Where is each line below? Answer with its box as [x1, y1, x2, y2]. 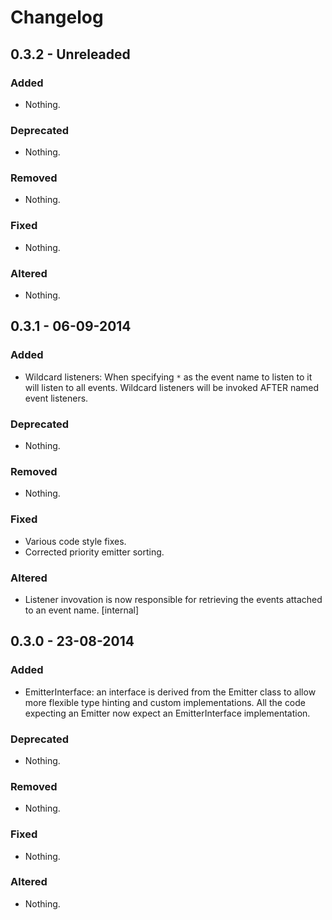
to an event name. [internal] [24, 604, 140, 616]
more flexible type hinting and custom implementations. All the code [24, 696, 307, 708]
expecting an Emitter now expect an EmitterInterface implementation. [24, 707, 311, 719]
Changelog [10, 6, 104, 29]
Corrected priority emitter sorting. [24, 546, 165, 558]
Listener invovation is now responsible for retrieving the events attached [24, 593, 323, 605]
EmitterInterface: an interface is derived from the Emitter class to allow [24, 686, 317, 698]
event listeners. [24, 392, 89, 404]
